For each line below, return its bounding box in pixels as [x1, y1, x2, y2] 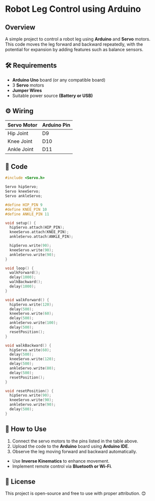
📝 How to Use [5, 425, 47, 434]
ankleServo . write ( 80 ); [9, 366, 56, 371]
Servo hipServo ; [5, 185, 38, 189]
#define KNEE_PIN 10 [5, 207, 48, 212]
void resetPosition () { [5, 388, 54, 393]
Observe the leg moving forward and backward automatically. [12, 448, 137, 454]
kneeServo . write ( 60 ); [9, 311, 54, 316]
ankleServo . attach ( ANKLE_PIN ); [9, 234, 74, 239]
